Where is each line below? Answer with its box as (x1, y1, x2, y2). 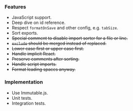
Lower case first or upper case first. (11, 45, 84, 52)
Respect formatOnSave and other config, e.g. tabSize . (11, 25, 118, 31)
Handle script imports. (11, 61, 57, 67)
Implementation (4, 79, 44, 86)
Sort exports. (11, 30, 38, 36)
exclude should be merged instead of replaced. (11, 41, 107, 46)
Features (4, 3, 26, 10)
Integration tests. (11, 100, 46, 106)
